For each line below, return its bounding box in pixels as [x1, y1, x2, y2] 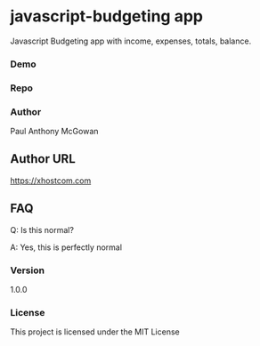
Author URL [10, 151, 77, 166]
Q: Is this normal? [10, 224, 75, 235]
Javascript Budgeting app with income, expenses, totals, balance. [10, 36, 252, 46]
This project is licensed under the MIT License [10, 326, 181, 337]
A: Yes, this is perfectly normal [10, 242, 123, 253]
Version [10, 264, 45, 277]
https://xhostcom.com [10, 175, 92, 186]
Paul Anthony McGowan [10, 126, 99, 137]
